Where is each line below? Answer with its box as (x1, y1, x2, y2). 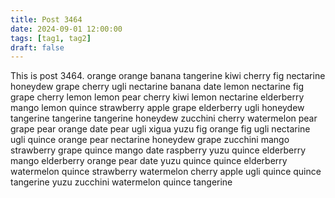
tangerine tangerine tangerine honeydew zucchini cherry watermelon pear (10, 112, 318, 125)
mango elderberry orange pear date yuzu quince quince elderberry (10, 155, 288, 167)
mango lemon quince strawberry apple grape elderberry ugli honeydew (10, 102, 305, 114)
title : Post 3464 (10, 14, 83, 25)
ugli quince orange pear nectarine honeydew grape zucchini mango (10, 134, 290, 146)
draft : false (10, 42, 65, 53)
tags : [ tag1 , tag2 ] (10, 33, 92, 43)
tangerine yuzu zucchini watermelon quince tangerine (10, 176, 233, 188)
